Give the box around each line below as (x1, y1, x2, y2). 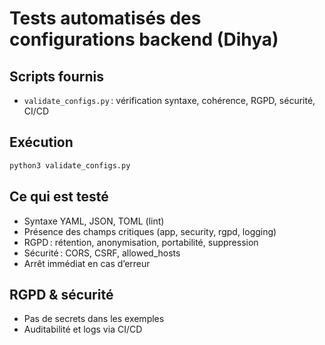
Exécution (9, 134, 74, 151)
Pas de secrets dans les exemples (23, 313, 165, 325)
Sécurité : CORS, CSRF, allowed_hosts (23, 247, 181, 259)
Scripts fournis (9, 68, 105, 85)
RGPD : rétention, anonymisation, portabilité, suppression (23, 236, 259, 248)
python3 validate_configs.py (9, 160, 131, 171)
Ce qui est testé (9, 188, 109, 206)
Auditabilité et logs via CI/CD (23, 323, 143, 336)
